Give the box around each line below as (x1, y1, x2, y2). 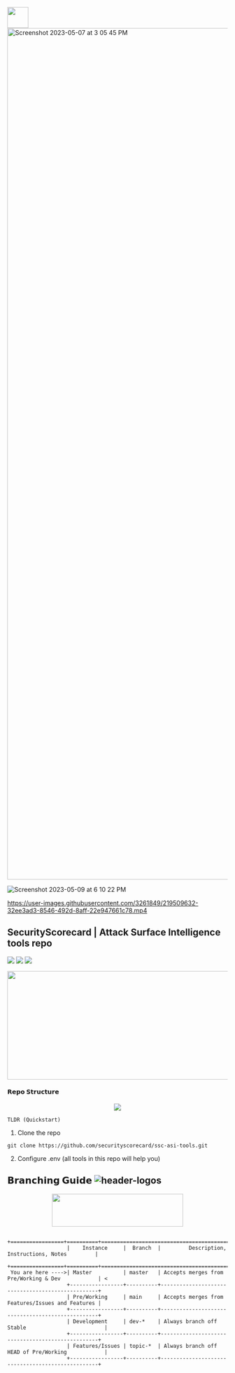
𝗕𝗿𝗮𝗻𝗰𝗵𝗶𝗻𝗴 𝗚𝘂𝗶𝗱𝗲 (7, 1175, 92, 1187)
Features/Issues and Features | (7, 1299, 101, 1306)
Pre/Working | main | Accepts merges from (73, 1293, 224, 1300)
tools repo (7, 938, 52, 949)
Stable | (7, 1324, 108, 1331)
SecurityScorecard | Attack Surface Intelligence (7, 926, 221, 938)
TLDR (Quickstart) (7, 1117, 61, 1124)
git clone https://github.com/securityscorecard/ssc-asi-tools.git (7, 1142, 208, 1150)
